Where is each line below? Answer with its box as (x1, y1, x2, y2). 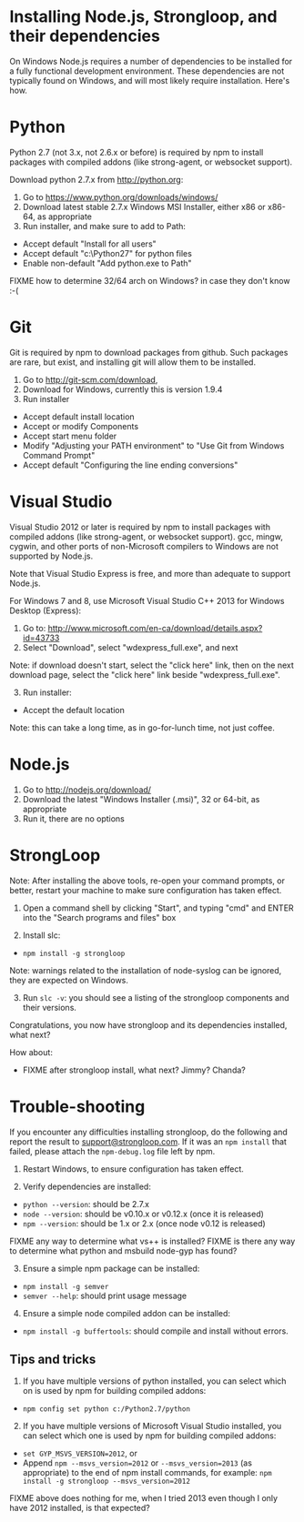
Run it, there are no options (22, 812, 125, 824)
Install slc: (22, 930, 61, 941)
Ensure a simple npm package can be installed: (22, 1263, 200, 1274)
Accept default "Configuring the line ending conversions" (22, 459, 238, 470)
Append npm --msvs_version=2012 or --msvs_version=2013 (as (22, 1457, 253, 1468)
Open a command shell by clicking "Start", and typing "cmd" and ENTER (22, 902, 294, 913)
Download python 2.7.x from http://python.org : (9, 174, 184, 185)
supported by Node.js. (9, 550, 94, 561)
